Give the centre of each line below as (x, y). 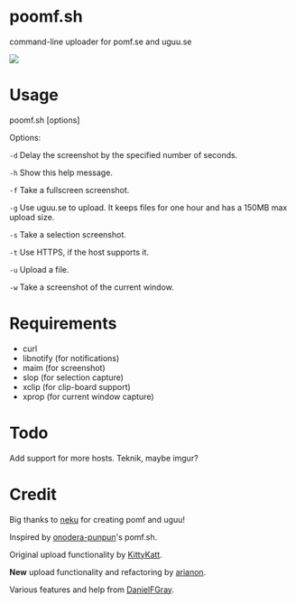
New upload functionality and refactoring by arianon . (108, 571)
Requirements (63, 324)
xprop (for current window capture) (88, 396)
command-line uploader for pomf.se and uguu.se (101, 42)
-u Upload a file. (39, 269)
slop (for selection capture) (73, 377)
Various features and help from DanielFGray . (92, 590)
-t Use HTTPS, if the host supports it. (79, 252)
